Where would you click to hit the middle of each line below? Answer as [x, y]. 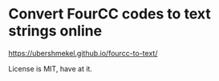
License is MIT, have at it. [50, 68]
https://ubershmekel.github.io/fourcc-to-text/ [83, 53]
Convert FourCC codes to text [109, 14]
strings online [55, 31]
